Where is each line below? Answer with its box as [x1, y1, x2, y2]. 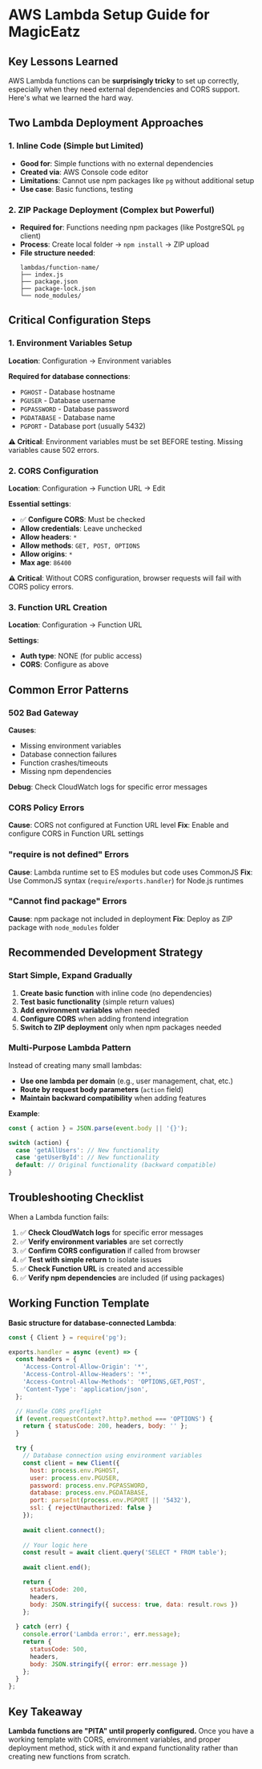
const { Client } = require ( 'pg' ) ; [8, 1333, 127, 1342]
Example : [8, 1108, 40, 1118]
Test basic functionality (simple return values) [19, 997, 175, 1006]
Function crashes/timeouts [19, 757, 109, 768]
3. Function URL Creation [8, 601, 107, 613]
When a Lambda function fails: [8, 1212, 110, 1221]
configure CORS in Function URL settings [8, 829, 144, 838]
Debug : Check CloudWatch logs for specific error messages [8, 781, 208, 792]
